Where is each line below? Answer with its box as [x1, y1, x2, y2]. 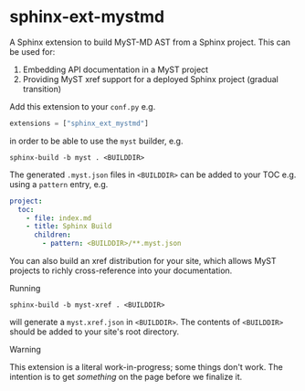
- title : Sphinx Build [26, 222, 112, 231]
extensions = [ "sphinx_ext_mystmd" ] [9, 119, 149, 128]
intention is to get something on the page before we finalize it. [9, 372, 243, 383]
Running [9, 283, 41, 294]
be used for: [9, 46, 56, 57]
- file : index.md [26, 213, 92, 223]
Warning [9, 344, 41, 355]
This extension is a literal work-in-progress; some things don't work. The [9, 362, 283, 373]
